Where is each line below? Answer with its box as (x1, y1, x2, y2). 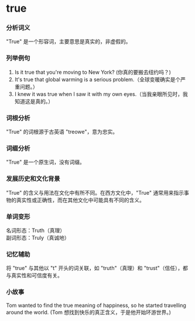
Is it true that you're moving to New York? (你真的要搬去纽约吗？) (14, 68, 172, 75)
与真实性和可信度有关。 (6, 272, 63, 279)
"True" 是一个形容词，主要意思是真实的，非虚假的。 (6, 38, 131, 45)
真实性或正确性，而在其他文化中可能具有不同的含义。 (16, 196, 145, 203)
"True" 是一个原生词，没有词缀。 (6, 158, 85, 165)
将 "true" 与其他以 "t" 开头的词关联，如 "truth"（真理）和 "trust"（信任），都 (6, 265, 189, 272)
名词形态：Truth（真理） (6, 227, 66, 234)
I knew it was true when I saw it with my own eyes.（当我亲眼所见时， (14, 90, 183, 98)
